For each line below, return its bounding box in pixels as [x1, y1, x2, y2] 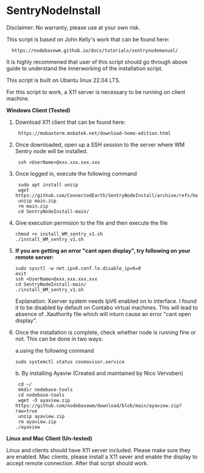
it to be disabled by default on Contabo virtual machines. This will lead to [15, 303, 198, 311]
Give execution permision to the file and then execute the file [15, 219, 168, 226]
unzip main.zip [18, 198, 57, 204]
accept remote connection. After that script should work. [6, 459, 149, 467]
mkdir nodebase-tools [18, 386, 73, 392]
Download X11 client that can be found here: [15, 118, 126, 126]
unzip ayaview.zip [18, 413, 65, 419]
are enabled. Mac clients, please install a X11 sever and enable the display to [6, 453, 198, 460]
